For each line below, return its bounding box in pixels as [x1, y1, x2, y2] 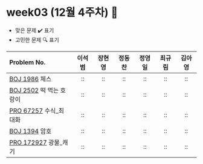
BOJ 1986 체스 [9, 74, 52, 83]
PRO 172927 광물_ [9, 138, 63, 146]
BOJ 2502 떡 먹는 [9, 86, 59, 94]
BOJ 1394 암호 [9, 126, 52, 135]
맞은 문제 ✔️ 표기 [14, 27, 54, 34]
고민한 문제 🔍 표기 [14, 36, 59, 43]
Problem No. [9, 58, 46, 67]
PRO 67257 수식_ [9, 107, 59, 115]
